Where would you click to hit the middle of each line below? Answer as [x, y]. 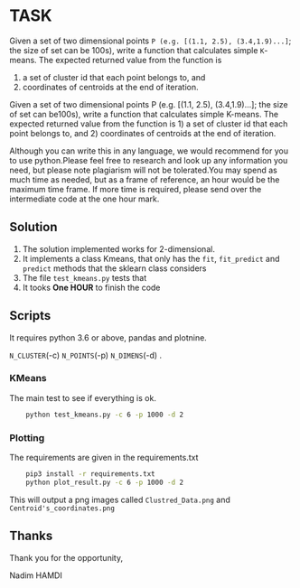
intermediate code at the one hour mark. [84, 199]
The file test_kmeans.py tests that [84, 277]
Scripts [30, 316]
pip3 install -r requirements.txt [90, 474]
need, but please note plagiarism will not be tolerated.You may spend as [143, 170]
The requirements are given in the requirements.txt [104, 458]
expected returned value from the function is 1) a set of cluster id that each [149, 124]
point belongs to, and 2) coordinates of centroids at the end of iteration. [143, 133]
